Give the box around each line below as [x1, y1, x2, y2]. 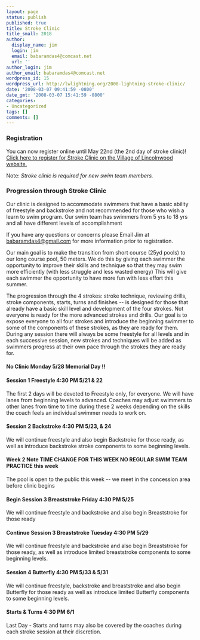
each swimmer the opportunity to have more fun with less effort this [6, 274, 174, 281]
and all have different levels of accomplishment [6, 219, 122, 226]
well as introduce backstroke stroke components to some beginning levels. [6, 442, 190, 449]
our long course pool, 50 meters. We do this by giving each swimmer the [6, 255, 185, 262]
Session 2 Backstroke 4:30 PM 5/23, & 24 [6, 422, 112, 430]
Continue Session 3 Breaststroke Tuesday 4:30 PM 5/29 [6, 529, 149, 536]
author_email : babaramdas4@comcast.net [6, 70, 106, 76]
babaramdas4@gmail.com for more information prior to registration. [6, 237, 173, 244]
